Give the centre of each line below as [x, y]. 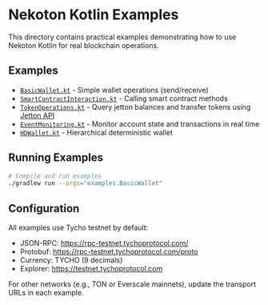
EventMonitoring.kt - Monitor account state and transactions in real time [140, 124]
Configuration [44, 209]
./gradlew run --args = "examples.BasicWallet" [85, 183]
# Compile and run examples [55, 176]
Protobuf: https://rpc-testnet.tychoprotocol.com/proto [109, 252]
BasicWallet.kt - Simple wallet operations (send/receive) [114, 90]
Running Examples [56, 158]
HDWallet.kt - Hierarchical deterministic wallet [96, 132]
